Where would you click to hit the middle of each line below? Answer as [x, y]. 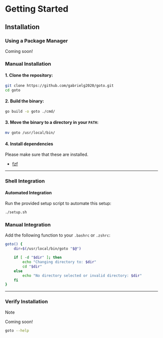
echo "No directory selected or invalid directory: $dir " [82, 275]
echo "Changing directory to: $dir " [59, 262]
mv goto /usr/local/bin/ [30, 133]
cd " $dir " [32, 266]
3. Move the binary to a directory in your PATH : [52, 122]
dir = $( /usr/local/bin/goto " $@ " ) [48, 249]
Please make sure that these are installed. [47, 154]
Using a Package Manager [36, 41]
